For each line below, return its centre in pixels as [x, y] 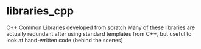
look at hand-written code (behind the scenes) [65, 40]
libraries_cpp [40, 11]
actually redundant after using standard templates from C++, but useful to [99, 33]
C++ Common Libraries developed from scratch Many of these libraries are [101, 27]
